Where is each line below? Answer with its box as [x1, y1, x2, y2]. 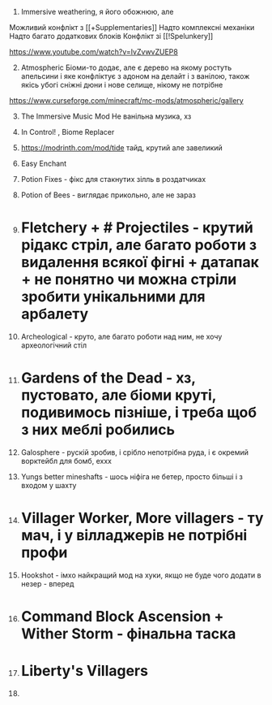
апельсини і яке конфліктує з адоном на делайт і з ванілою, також [20, 71, 250, 80]
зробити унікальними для [20, 288, 206, 306]
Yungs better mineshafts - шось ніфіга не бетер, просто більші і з [20, 471, 244, 482]
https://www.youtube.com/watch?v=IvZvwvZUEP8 [9, 47, 179, 56]
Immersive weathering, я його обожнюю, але [20, 7, 174, 16]
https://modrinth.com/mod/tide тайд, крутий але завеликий [20, 143, 223, 153]
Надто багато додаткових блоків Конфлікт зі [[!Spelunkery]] [9, 32, 214, 41]
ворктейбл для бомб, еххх [20, 456, 113, 465]
